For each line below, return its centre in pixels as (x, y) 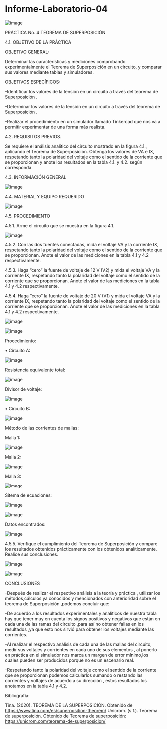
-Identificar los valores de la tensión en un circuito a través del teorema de (82, 91)
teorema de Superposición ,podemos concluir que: (57, 604)
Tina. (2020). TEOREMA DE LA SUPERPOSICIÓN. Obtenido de (69, 705)
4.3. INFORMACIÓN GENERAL (36, 177)
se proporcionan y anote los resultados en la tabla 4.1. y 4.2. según (74, 162)
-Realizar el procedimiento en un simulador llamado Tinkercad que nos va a (83, 121)
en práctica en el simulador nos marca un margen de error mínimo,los (77, 655)
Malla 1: (13, 437)
